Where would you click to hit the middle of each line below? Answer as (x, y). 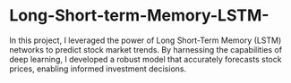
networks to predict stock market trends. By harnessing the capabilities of (146, 49)
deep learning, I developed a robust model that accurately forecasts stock (145, 59)
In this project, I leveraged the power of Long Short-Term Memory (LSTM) (145, 40)
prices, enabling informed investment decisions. (98, 69)
